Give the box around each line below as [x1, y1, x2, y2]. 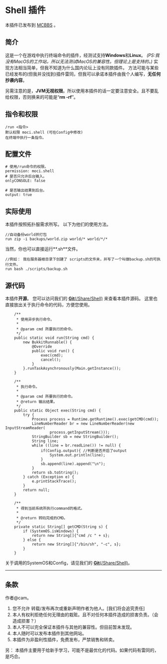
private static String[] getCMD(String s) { [14, 524, 108, 529]
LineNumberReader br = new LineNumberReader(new [31, 421, 135, 426]
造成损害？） [12, 618, 39, 624]
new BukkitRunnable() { [23, 340, 72, 345]
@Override [31, 344, 52, 349]
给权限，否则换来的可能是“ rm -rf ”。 [5, 94, 79, 100]
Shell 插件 [5, 4, 46, 16]
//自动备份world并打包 [5, 232, 47, 237]
